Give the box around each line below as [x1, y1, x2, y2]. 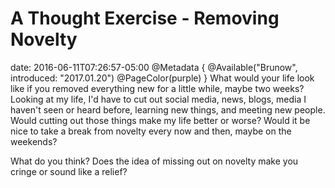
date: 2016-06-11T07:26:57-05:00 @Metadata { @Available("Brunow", [10, 61, 298, 73]
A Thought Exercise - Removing [10, 7, 280, 30]
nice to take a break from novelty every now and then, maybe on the [10, 125, 292, 137]
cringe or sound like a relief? [10, 165, 128, 177]
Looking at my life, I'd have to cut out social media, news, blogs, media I [10, 93, 307, 105]
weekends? [10, 135, 58, 147]
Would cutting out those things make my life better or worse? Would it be [10, 114, 311, 126]
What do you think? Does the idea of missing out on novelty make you [10, 155, 299, 167]
